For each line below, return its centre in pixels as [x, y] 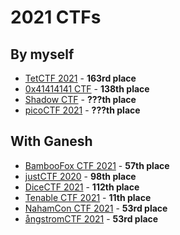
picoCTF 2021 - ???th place [82, 110]
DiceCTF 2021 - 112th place [82, 187]
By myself [42, 54]
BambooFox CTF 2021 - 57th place [97, 165]
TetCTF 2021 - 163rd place [80, 78]
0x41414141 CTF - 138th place [87, 89]
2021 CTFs [56, 17]
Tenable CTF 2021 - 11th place [88, 197]
